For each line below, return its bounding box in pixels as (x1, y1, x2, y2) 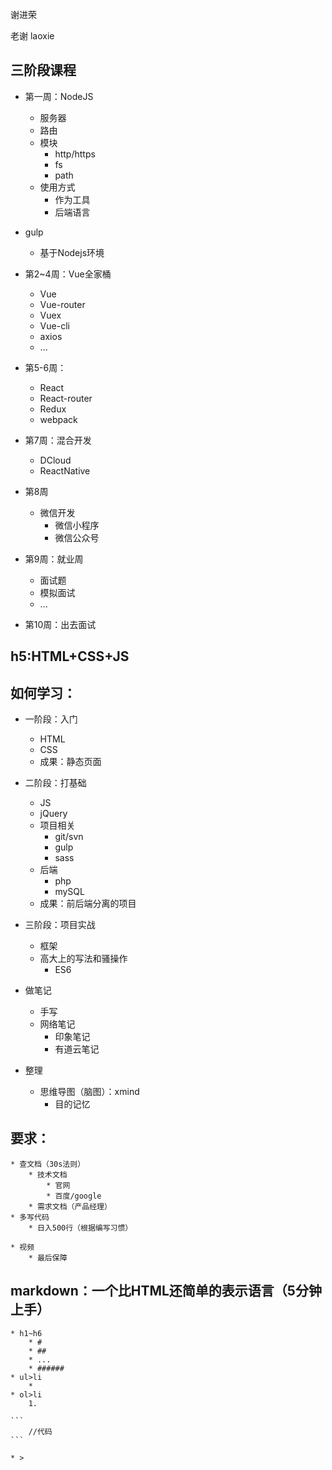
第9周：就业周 (24, 553, 84, 565)
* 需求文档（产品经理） (28, 1201, 112, 1212)
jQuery (39, 808, 68, 820)
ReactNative (39, 464, 91, 477)
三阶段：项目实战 (24, 919, 96, 931)
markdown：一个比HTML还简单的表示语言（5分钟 (10, 1283, 322, 1300)
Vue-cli (39, 319, 70, 332)
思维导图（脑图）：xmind (39, 1086, 140, 1098)
